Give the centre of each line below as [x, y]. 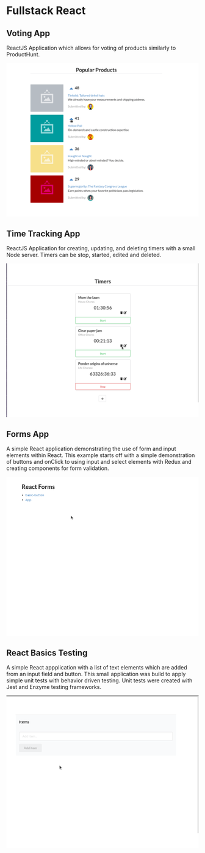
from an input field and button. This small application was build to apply [96, 674]
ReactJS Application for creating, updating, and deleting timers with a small [101, 248]
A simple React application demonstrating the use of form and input [91, 449]
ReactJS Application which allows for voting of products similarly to [91, 48]
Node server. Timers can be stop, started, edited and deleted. [84, 255]
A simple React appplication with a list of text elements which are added [97, 668]
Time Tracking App [43, 233]
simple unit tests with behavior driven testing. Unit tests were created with [99, 680]
